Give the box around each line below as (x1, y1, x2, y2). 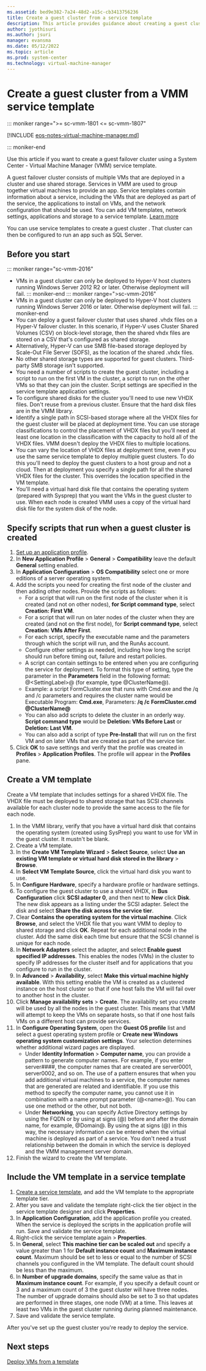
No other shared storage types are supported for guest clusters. (15, 355, 178, 363)
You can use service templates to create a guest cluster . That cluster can (7, 225, 193, 232)
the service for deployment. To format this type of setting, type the (24, 666, 193, 673)
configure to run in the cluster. (15, 965, 92, 973)
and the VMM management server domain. (24, 1147, 133, 1155)
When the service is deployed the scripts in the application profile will (15, 1220, 191, 1228)
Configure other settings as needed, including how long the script (24, 646, 191, 654)
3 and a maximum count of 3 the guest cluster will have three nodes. (15, 1286, 189, 1293)
